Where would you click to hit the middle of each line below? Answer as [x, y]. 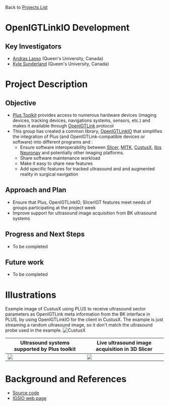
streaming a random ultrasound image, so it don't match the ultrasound [79, 325]
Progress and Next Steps [45, 234]
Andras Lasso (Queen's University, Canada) [58, 58]
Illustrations [31, 295]
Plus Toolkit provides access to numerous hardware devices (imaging [84, 115]
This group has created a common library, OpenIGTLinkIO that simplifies [87, 131]
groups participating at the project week [54, 207]
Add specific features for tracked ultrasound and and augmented [87, 169]
